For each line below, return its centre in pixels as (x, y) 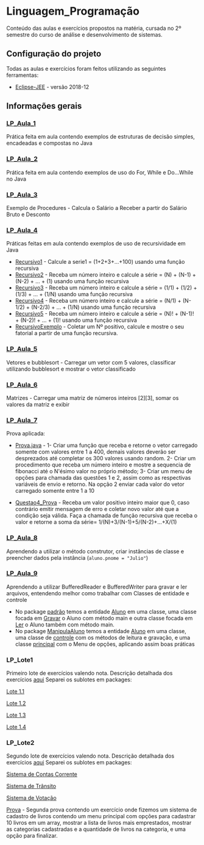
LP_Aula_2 (22, 159)
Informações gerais (44, 106)
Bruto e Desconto (28, 214)
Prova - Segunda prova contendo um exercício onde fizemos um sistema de (102, 810)
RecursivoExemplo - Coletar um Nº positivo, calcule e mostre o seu (100, 327)
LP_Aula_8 (22, 538)
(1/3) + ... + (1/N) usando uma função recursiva (74, 294)
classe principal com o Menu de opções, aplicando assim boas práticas (105, 644)
